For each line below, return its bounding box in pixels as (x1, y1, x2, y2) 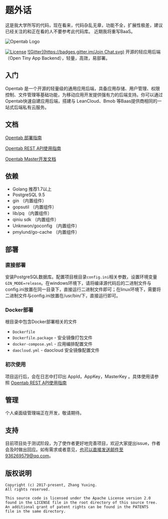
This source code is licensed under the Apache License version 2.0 (5, 496, 151, 501)
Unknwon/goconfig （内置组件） (12, 223, 80, 229)
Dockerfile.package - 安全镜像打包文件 (12, 334, 92, 341)
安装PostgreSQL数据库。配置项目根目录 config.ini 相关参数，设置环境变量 (5, 274, 157, 280)
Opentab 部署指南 (5, 134, 42, 140)
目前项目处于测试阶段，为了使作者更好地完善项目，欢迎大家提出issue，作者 (5, 440, 161, 446)
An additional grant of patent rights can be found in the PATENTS (5, 504, 149, 509)
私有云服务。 (22, 104, 49, 110)
